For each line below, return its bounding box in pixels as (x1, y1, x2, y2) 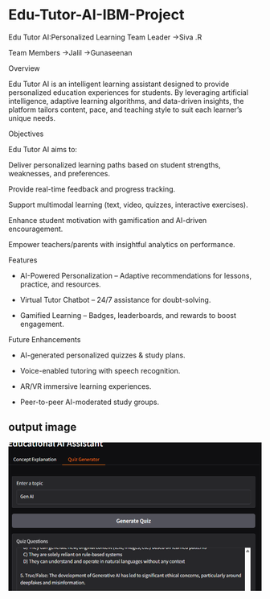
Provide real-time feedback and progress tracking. (8, 184, 176, 194)
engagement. (19, 319, 64, 328)
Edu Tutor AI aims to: (8, 144, 78, 154)
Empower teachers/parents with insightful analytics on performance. (8, 239, 235, 249)
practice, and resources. (19, 279, 102, 289)
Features (8, 255, 38, 265)
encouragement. (8, 224, 63, 233)
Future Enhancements (8, 334, 81, 344)
